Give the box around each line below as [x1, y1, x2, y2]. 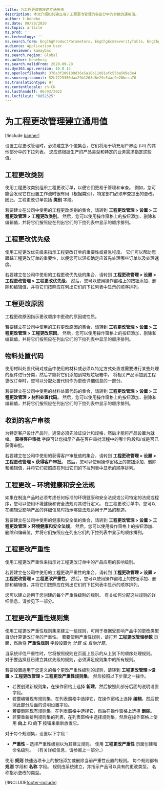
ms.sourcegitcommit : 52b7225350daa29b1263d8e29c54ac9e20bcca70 [5, 75, 137, 80]
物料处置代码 [5, 352, 44, 360]
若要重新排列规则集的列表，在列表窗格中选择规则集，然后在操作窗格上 [12, 714, 154, 720]
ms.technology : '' [5, 35, 42, 40]
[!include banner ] [5, 133, 40, 138]
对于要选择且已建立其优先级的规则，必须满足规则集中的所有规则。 [5, 656, 138, 662]
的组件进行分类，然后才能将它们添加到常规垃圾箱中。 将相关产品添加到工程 [5, 372, 156, 378]
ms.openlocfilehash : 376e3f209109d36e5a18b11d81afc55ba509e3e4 [5, 71, 137, 76]
